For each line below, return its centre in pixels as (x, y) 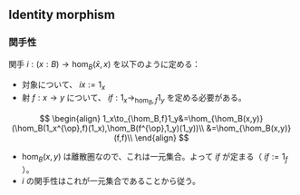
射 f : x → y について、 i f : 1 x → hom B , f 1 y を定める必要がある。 (134, 100)
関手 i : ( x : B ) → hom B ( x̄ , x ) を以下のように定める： (105, 65)
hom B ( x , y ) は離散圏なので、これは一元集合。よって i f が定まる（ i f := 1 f (155, 158)
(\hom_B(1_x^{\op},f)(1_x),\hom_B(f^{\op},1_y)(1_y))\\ (108, 128)
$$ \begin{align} (70, 119)
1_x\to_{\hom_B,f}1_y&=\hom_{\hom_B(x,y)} (183, 119)
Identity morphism (62, 15)
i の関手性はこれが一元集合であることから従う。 (111, 181)
